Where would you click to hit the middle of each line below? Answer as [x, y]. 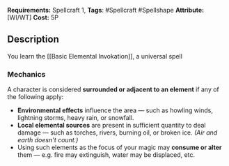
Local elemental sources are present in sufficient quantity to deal [111, 126]
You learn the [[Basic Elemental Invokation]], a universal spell [95, 56]
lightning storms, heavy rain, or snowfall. [76, 118]
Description [33, 39]
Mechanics [26, 74]
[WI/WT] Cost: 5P [33, 17]
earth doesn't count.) [48, 140]
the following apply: [35, 97]
